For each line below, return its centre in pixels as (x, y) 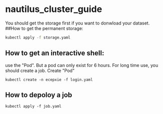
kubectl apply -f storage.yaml (38, 37)
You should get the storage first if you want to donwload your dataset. (77, 23)
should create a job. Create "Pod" (40, 70)
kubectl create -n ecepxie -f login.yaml (49, 79)
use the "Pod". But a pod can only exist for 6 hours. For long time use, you (82, 65)
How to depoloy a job (39, 95)
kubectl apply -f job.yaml (33, 106)
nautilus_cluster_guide (54, 9)
